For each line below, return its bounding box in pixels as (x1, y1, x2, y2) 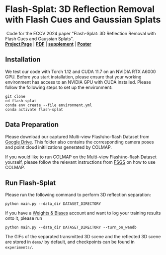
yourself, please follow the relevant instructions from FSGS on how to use (5, 159, 156, 165)
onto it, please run (5, 215, 42, 221)
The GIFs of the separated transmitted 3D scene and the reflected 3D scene (5, 234, 161, 240)
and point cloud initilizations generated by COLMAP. (5, 144, 112, 150)
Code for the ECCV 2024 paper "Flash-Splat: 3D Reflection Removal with (6, 30, 156, 36)
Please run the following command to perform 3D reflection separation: (5, 192, 151, 198)
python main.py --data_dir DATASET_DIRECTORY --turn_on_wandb (5, 225, 137, 230)
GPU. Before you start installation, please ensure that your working (5, 73, 142, 80)
